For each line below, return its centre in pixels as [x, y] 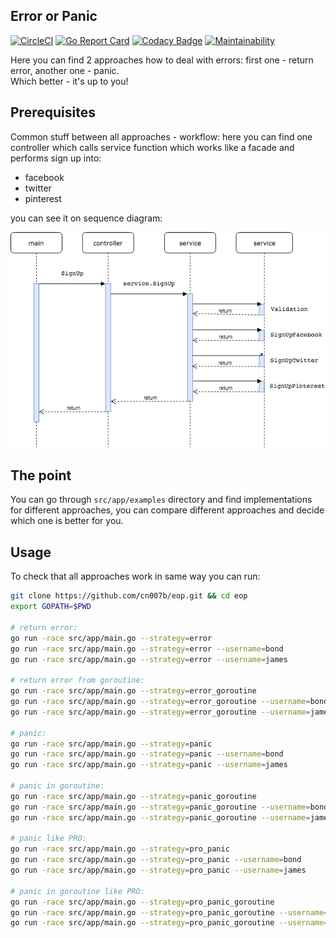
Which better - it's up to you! [69, 81]
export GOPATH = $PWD [51, 607]
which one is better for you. [67, 521]
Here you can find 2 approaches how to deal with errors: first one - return [162, 60]
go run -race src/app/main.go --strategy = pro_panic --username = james [158, 870]
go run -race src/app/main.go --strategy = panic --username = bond [147, 754]
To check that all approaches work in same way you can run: [135, 576]
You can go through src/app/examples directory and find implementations [161, 500]
